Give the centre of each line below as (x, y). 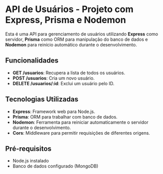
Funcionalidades (32, 61)
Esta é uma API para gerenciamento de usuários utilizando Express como (82, 34)
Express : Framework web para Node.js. (54, 111)
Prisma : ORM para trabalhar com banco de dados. (65, 117)
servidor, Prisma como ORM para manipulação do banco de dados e (76, 39)
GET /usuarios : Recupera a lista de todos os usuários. (69, 73)
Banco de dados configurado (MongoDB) (55, 166)
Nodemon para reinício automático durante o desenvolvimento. (71, 44)
